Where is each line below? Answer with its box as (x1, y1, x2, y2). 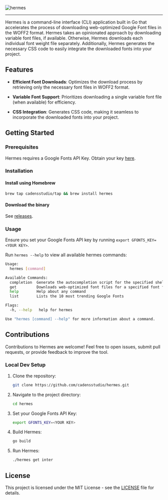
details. (5, 490, 20, 496)
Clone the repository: (12, 373, 56, 379)
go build (12, 438, 31, 444)
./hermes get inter (12, 457, 53, 462)
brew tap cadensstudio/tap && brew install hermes (5, 191, 113, 196)
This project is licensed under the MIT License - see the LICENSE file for (5, 484, 154, 490)
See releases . (5, 213, 33, 219)
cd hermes (12, 401, 33, 406)
